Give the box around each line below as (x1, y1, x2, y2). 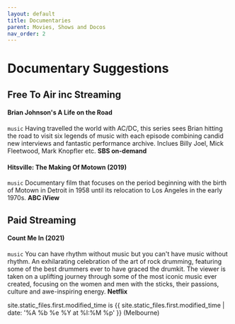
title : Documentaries (7, 17, 71, 24)
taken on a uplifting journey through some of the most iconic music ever (7, 272, 217, 280)
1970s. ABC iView (7, 194, 60, 202)
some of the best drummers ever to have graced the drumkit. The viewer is (7, 265, 227, 273)
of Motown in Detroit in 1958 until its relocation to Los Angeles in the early (7, 186, 223, 195)
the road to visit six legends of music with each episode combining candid (7, 132, 224, 140)
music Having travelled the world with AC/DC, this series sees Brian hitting (7, 125, 223, 133)
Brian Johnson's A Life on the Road (7, 108, 113, 117)
